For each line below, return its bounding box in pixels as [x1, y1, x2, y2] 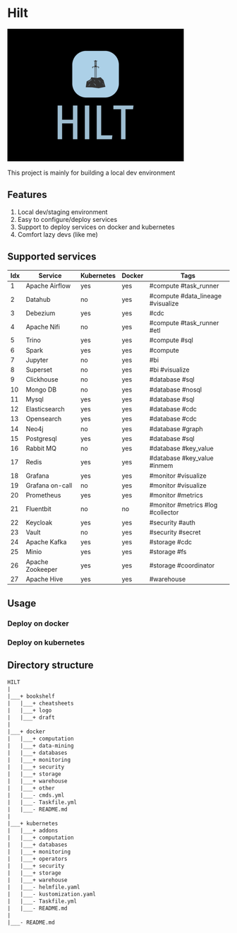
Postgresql [25, 434, 58, 442]
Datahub [25, 295, 51, 304]
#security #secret [149, 528, 201, 536]
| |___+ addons [7, 827, 59, 835]
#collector [149, 508, 179, 517]
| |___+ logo [7, 707, 52, 715]
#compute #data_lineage [149, 291, 222, 300]
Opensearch [25, 415, 62, 423]
